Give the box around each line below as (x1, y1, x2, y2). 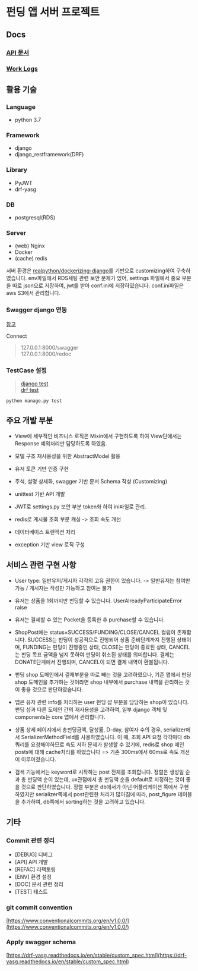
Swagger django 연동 (6, 306, 67, 314)
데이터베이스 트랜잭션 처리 (14, 528, 76, 535)
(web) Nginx (14, 242, 46, 250)
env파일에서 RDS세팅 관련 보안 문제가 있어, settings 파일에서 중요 (28, 275, 181, 282)
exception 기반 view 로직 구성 (14, 541, 85, 548)
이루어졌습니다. (21, 756, 56, 763)
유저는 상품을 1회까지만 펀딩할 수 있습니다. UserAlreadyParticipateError (14, 597, 182, 604)
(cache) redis (14, 255, 47, 262)
